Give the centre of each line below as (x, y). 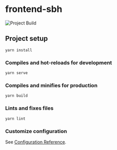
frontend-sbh (34, 9)
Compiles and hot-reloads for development (59, 62)
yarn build (16, 96)
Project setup (27, 39)
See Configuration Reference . (36, 142)
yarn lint (15, 119)
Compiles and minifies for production (51, 85)
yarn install (19, 50)
